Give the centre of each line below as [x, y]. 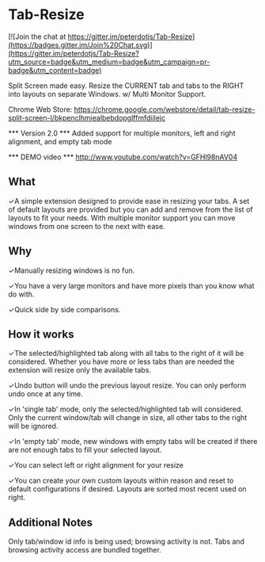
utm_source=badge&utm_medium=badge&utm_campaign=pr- [109, 62]
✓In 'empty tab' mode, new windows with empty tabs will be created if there [133, 442]
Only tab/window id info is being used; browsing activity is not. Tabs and [127, 541]
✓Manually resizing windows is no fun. [72, 270]
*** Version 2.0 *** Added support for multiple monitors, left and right [122, 133]
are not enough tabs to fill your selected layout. [85, 450]
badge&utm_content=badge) [55, 70]
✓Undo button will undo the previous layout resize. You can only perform [127, 385]
